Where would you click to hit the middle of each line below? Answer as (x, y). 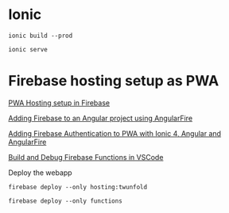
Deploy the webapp (41, 173)
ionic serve (28, 49)
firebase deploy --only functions (66, 201)
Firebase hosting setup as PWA (114, 81)
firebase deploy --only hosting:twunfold (78, 187)
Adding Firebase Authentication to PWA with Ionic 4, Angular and (114, 133)
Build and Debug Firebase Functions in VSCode (86, 157)
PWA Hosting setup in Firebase (59, 103)
